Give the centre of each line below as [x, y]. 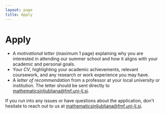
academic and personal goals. [44, 64]
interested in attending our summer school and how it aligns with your [85, 59]
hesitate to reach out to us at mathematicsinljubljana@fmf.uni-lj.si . [74, 106]
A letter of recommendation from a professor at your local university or [86, 80]
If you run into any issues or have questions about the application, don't [80, 101]
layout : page [19, 10]
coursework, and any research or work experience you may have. [81, 75]
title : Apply [19, 15]
